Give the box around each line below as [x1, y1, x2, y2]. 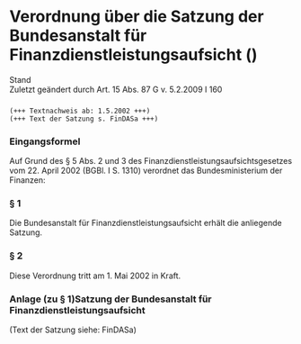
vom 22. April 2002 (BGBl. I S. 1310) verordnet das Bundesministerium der [9, 165, 283, 177]
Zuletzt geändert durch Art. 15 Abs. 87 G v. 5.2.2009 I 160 [9, 84, 223, 95]
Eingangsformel [9, 135, 81, 148]
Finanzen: [9, 175, 47, 186]
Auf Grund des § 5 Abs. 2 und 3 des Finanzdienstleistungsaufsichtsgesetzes [9, 156, 293, 167]
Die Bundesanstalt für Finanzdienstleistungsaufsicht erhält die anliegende [9, 218, 283, 229]
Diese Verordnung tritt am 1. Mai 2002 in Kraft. [9, 270, 181, 281]
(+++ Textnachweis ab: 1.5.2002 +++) [9, 106, 151, 115]
